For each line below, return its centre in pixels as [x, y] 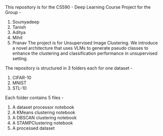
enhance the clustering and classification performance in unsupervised [85, 53]
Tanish [19, 27]
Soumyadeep [26, 22]
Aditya [19, 32]
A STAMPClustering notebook [42, 123]
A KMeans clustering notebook [44, 112]
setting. [20, 58]
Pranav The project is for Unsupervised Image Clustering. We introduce [85, 43]
